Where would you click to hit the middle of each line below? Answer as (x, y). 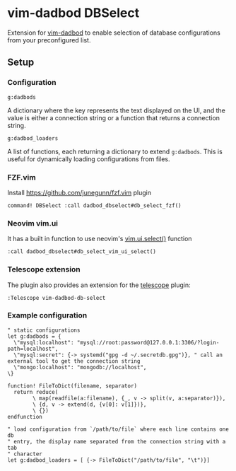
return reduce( (36, 392)
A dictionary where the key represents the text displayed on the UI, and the (117, 110)
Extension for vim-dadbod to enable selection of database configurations (114, 33)
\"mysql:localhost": (44, 342)
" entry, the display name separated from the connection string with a (117, 441)
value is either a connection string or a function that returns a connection (114, 117)
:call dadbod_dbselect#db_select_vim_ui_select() (82, 252)
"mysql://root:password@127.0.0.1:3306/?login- (148, 342)
